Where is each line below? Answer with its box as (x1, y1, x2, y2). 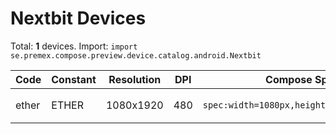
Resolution (108, 72, 162, 86)
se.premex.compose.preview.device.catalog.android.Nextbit (10, 50, 262, 61)
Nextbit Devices (10, 7, 147, 30)
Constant (51, 72, 97, 86)
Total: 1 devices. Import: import (10, 40, 138, 52)
